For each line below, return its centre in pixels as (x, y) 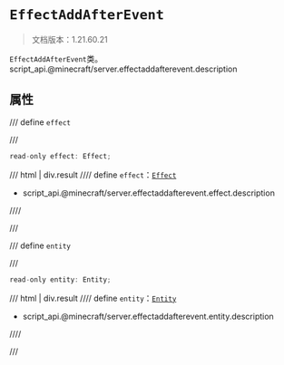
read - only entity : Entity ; (60, 279)
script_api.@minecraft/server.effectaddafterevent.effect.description (148, 193)
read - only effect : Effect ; (60, 156)
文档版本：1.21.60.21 (69, 39)
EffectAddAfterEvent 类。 (56, 58)
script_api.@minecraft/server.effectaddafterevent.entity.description (148, 316)
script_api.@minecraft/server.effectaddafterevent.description (123, 69)
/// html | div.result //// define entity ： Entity (93, 298)
